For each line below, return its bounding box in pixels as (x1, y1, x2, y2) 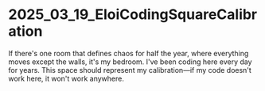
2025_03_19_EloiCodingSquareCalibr (8, 6, 258, 24)
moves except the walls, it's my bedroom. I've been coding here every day (8, 57, 252, 66)
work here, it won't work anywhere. (8, 74, 125, 83)
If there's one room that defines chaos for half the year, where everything (8, 48, 249, 58)
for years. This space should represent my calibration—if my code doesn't (8, 65, 252, 74)
